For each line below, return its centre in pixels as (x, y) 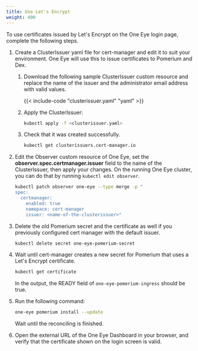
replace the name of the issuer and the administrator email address (106, 83)
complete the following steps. (43, 41)
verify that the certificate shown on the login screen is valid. (88, 341)
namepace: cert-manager (55, 209)
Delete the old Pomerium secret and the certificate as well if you (93, 226)
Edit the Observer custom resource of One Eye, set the (82, 157)
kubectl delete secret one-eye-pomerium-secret (75, 243)
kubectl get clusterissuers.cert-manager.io (80, 146)
